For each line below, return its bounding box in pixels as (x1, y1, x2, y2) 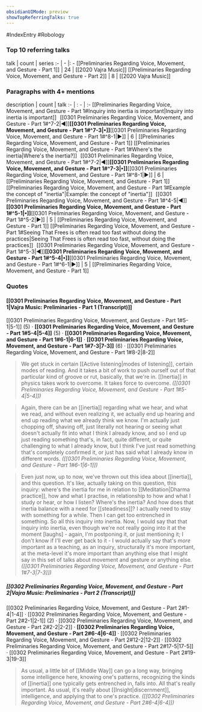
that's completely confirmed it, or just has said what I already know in (20, 449, 194, 456)
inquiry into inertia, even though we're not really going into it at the (20, 524, 186, 532)
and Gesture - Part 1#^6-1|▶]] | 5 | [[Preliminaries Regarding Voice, (6, 261, 173, 268)
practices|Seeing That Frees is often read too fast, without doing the (6, 235, 176, 242)
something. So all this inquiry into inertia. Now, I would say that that (20, 518, 188, 525)
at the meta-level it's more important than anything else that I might (20, 550, 188, 557)
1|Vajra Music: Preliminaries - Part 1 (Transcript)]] (6, 303, 132, 310)
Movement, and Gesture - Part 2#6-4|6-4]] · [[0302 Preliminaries (6, 630, 171, 637)
